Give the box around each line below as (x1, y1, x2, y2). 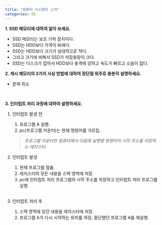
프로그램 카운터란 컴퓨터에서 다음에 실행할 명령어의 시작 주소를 (24, 138, 143, 143)
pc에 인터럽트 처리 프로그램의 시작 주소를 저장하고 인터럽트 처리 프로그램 (19, 176, 158, 182)
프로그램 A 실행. (19, 121, 50, 127)
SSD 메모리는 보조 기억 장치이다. (12, 36, 75, 42)
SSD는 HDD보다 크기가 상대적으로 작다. (12, 48, 88, 54)
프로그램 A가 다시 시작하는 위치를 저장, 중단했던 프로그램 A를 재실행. (19, 214, 149, 220)
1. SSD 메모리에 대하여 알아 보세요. (5, 25, 71, 32)
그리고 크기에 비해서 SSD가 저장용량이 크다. (12, 54, 95, 60)
